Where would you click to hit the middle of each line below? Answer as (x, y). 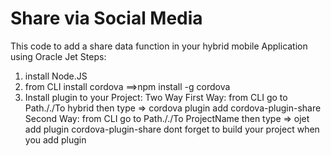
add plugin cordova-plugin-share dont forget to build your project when (172, 129)
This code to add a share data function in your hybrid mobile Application (159, 46)
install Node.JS (56, 76)
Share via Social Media (106, 18)
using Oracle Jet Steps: (58, 56)
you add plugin (55, 139)
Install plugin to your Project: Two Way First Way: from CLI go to (156, 97)
